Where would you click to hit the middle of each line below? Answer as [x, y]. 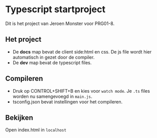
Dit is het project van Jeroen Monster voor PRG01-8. [60, 23]
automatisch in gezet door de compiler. [54, 57]
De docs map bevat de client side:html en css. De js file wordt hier [82, 51]
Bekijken [19, 117]
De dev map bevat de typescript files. [52, 63]
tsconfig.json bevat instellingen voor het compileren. [68, 102]
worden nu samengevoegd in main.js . [52, 96]
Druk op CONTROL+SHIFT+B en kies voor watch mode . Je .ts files [81, 91]
